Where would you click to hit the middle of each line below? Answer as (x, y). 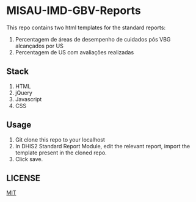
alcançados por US (39, 46)
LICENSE (24, 178)
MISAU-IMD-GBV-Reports (74, 11)
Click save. (29, 159)
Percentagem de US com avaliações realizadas (74, 52)
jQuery (24, 93)
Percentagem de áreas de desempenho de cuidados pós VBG (93, 39)
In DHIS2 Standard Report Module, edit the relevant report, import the (103, 146)
